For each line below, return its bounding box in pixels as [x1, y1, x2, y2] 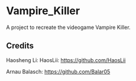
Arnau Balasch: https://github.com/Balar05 [6, 68, 111, 75]
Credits [6, 41, 34, 51]
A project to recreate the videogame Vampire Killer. [6, 24, 131, 31]
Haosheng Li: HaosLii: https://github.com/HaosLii [6, 56, 126, 63]
